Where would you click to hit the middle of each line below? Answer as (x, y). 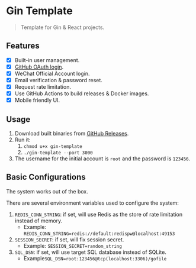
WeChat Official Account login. (52, 73)
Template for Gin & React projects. (62, 27)
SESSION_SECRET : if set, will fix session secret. (69, 239)
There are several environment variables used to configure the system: (93, 203)
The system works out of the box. (47, 191)
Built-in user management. (47, 60)
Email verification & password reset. (58, 80)
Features (23, 46)
